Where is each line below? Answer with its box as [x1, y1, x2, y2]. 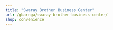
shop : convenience [5, 17, 44, 22]
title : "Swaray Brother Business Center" [5, 7, 95, 13]
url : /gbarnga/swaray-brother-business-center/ [5, 12, 108, 17]
